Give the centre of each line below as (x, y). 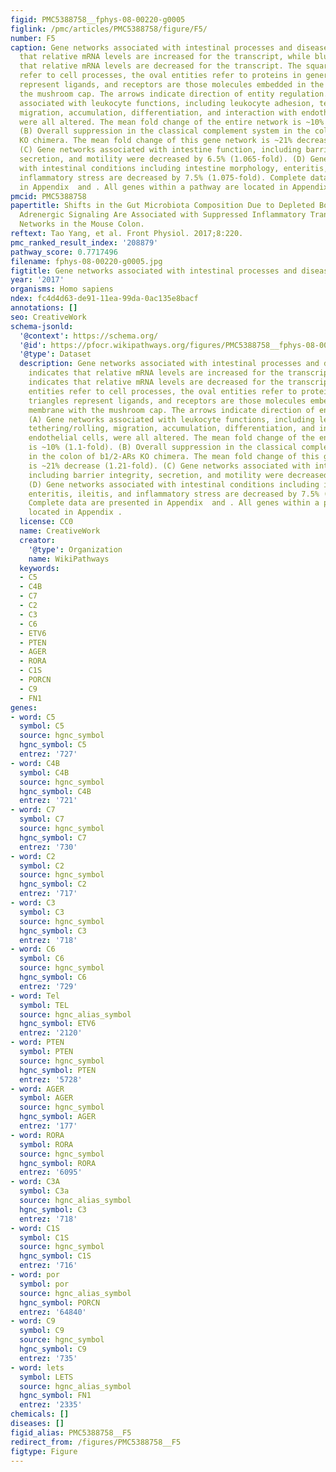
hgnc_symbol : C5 (53, 745)
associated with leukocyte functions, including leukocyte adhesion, (167, 103)
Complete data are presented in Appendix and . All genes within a (174, 503)
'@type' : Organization (75, 549)
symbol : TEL (44, 1005)
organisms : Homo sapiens (62, 289)
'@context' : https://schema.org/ (89, 336)
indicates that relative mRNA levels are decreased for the (156, 382)
